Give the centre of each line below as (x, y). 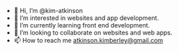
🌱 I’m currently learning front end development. (82, 25)
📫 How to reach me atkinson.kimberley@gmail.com (88, 40)
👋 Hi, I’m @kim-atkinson (48, 11)
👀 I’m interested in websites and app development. (86, 18)
